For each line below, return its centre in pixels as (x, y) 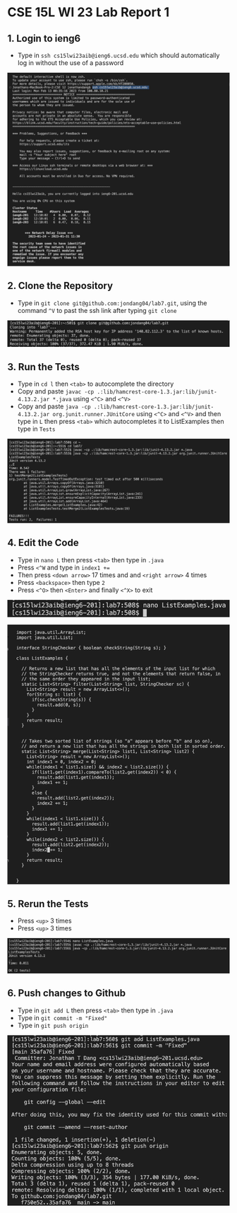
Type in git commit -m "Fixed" (62, 1017)
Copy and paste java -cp (54, 406)
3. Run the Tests (43, 367)
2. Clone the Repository (60, 286)
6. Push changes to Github (66, 993)
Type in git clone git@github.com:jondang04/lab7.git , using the (112, 303)
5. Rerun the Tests (48, 904)
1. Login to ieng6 (44, 39)
